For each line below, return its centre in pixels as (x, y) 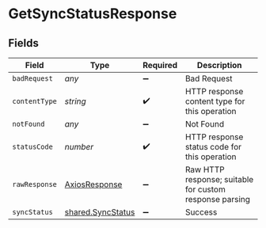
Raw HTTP (205, 169)
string (76, 101)
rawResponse (35, 184)
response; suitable (219, 179)
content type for (215, 101)
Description (220, 65)
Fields (24, 43)
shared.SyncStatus (100, 212)
